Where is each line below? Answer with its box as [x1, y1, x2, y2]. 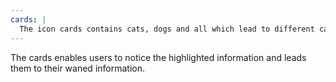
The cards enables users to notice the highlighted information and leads [10, 51, 307, 63]
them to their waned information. [10, 62, 145, 74]
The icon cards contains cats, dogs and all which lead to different [19, 24, 315, 34]
